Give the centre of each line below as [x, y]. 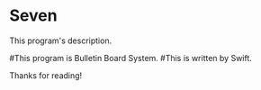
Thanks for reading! [46, 75]
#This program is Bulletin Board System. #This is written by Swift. [130, 58]
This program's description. [61, 40]
